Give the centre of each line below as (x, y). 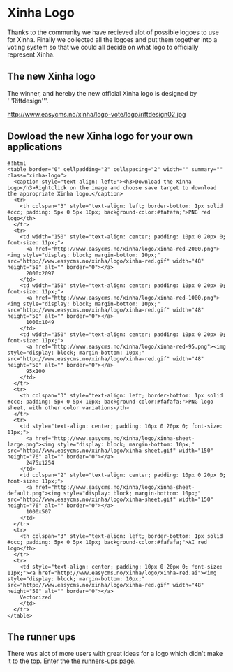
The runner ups (42, 637)
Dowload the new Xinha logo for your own (100, 137)
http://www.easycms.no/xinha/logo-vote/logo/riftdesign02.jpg (97, 114)
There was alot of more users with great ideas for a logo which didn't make (115, 654)
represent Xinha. (31, 54)
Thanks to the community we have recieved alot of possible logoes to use (113, 32)
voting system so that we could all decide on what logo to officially (103, 47)
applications (35, 147)
